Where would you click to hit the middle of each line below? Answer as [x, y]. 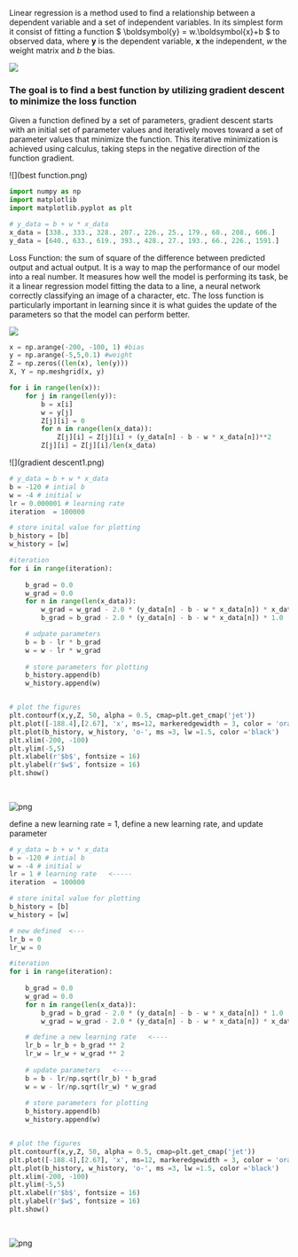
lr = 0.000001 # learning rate [67, 503]
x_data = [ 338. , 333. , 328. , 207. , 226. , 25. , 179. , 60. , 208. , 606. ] [142, 232]
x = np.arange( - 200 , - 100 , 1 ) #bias [77, 347]
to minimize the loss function [73, 101]
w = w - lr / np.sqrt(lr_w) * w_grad [91, 1087]
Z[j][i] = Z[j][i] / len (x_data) [99, 446]
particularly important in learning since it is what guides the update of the [143, 304]
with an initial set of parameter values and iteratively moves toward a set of [146, 130]
